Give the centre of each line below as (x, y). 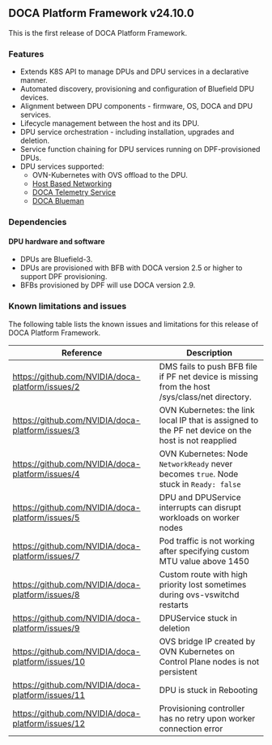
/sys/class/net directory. (206, 397)
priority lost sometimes (203, 584)
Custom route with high (204, 574)
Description (209, 352)
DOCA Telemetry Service (74, 192)
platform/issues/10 (49, 661)
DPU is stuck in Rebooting (208, 690)
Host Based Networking (72, 184)
